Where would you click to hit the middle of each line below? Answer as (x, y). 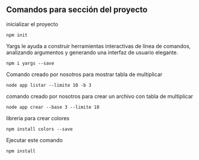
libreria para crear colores (38, 118)
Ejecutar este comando (34, 140)
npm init (17, 35)
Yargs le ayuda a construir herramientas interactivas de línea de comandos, (99, 46)
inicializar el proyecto (32, 24)
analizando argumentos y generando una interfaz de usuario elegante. (92, 52)
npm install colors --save (40, 129)
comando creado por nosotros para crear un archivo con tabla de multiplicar (100, 96)
